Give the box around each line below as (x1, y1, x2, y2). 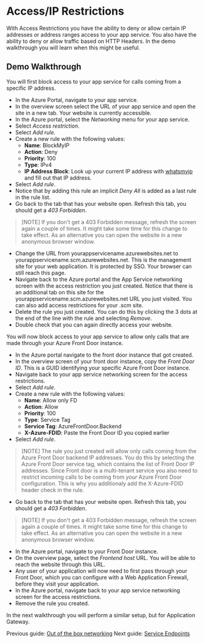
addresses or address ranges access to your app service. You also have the (6, 31, 197, 38)
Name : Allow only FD (24, 396, 77, 404)
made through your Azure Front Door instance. (6, 339, 124, 346)
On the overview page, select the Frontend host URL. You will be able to (15, 554, 196, 561)
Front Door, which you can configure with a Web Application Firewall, (15, 573, 189, 581)
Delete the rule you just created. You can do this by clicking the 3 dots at (15, 308, 198, 315)
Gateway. (6, 618, 30, 625)
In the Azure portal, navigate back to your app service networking (15, 586, 181, 594)
